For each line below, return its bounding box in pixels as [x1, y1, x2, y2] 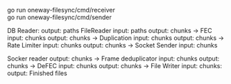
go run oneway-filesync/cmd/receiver [7, 6, 116, 14]
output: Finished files [7, 69, 67, 77]
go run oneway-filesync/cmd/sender [7, 13, 112, 21]
